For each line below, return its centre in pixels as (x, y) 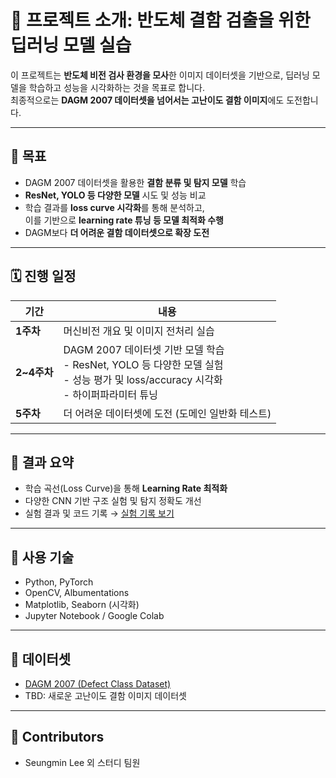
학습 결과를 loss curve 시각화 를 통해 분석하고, (114, 207)
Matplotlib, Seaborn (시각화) (82, 605)
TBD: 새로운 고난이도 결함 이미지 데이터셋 (105, 695)
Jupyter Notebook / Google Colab (94, 616)
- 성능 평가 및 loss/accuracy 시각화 (143, 379)
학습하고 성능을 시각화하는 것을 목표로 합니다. (117, 87)
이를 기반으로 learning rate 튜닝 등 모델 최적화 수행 (124, 220)
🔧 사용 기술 (42, 557)
